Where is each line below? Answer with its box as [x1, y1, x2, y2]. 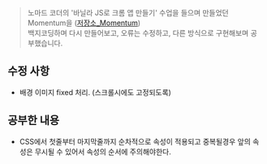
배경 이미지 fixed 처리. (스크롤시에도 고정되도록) [19, 87, 172, 97]
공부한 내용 [7, 114, 60, 127]
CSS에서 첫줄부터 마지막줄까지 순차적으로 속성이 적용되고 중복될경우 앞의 [19, 136, 251, 146]
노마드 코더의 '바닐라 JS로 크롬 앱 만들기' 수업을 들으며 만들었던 [27, 8, 229, 17]
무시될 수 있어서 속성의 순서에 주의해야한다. [34, 146, 171, 157]
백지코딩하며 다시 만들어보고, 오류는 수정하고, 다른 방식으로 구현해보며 [27, 28, 249, 37]
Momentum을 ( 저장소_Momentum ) [27, 18, 141, 28]
